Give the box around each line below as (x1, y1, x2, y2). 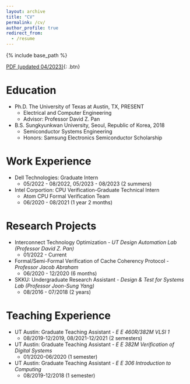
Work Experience (6, 155, 92, 168)
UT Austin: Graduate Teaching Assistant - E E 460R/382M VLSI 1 (14, 328, 170, 335)
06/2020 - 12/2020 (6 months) (23, 270, 97, 277)
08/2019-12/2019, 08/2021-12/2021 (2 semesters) (23, 334, 143, 341)
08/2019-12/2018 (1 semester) (23, 372, 96, 379)
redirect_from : (6, 30, 43, 36)
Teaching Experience (6, 309, 111, 322)
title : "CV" (6, 14, 35, 20)
